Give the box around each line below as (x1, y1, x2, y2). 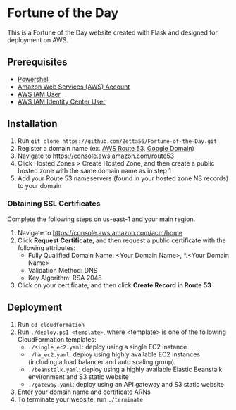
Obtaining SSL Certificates (7, 199, 101, 209)
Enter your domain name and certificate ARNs (17, 387, 151, 396)
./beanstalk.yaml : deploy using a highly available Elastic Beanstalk (27, 365, 223, 373)
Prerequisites (7, 56, 68, 68)
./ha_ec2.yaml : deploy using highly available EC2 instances (27, 350, 201, 359)
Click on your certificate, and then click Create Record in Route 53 (17, 280, 211, 290)
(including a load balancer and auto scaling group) (27, 357, 175, 366)
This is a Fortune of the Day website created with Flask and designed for (7, 28, 218, 37)
